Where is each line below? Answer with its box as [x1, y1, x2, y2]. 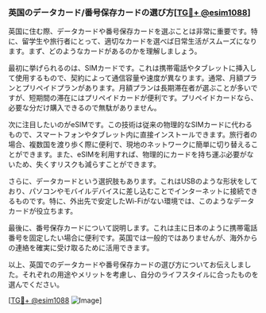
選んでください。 [8, 280, 64, 289]
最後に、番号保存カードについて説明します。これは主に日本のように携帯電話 [8, 223, 258, 233]
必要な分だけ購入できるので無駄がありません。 [8, 103, 161, 113]
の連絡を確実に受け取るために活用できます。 [8, 243, 154, 253]
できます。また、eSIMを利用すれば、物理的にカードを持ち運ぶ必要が [21, 149, 248, 160]
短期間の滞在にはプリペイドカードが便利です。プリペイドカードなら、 [29, 93, 258, 102]
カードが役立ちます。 [8, 207, 78, 216]
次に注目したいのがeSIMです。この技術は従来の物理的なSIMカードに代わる [8, 120, 253, 129]
